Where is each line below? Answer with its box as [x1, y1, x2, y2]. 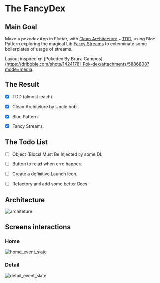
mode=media [5, 66, 32, 72]
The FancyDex [5, 3, 66, 14]
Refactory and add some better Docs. [12, 181, 89, 187]
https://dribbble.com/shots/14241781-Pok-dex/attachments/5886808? [6, 61, 150, 67]
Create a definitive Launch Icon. [12, 171, 78, 177]
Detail [5, 261, 20, 268]
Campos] [83, 56, 103, 62]
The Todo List [5, 138, 48, 146]
